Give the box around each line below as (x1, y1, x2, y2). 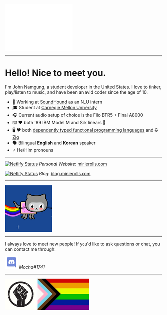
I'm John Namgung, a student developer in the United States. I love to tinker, (5, 84, 162, 90)
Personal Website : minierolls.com (39, 161, 107, 167)
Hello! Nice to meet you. (5, 67, 106, 79)
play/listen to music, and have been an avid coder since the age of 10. (5, 89, 148, 95)
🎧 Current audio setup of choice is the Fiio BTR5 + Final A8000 (12, 112, 143, 118)
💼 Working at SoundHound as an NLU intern (12, 99, 103, 105)
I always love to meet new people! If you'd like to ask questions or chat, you (5, 241, 160, 247)
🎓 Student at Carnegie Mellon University (12, 104, 97, 110)
